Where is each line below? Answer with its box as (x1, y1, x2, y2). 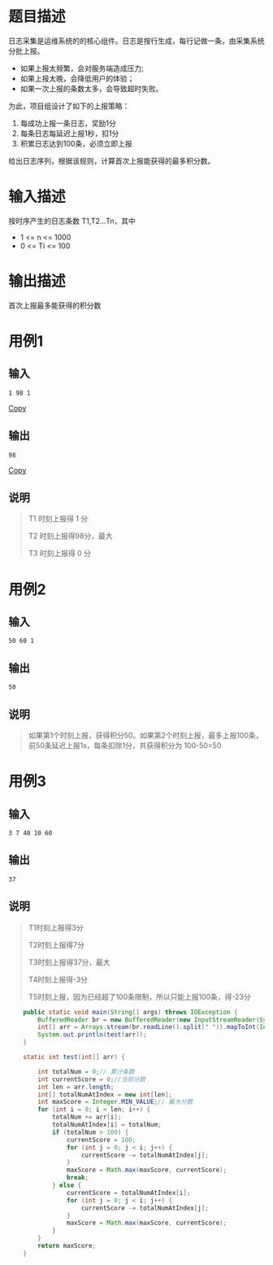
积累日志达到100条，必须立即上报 (19, 138, 132, 148)
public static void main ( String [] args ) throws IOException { (23, 1008, 238, 1016)
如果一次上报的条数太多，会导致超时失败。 (19, 83, 163, 94)
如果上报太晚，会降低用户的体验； (19, 73, 135, 83)
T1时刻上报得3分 (28, 922, 84, 932)
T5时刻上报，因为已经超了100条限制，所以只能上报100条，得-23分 (28, 991, 252, 1001)
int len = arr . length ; (37, 1083, 115, 1091)
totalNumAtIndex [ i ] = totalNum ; (51, 1121, 162, 1129)
